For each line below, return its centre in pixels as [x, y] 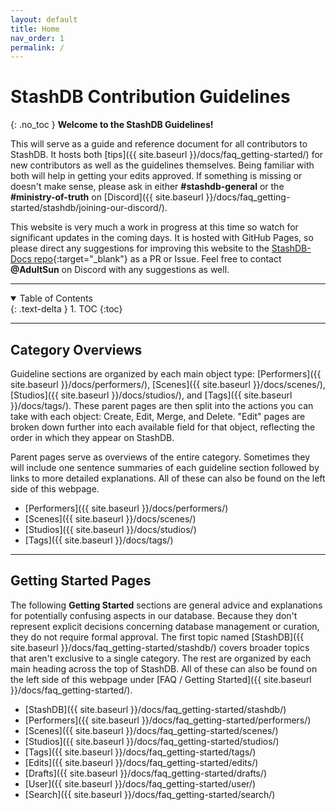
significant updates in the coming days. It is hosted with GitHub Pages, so [162, 238]
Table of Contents [56, 298]
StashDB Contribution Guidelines [150, 97]
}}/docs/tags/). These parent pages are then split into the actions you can [162, 405]
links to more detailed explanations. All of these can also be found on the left [168, 478]
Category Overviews [76, 349]
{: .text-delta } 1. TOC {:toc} [66, 309]
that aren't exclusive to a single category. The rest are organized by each [161, 658]
